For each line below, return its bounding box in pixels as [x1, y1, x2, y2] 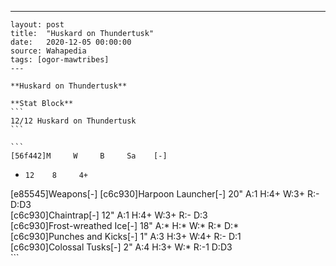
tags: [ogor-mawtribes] [10, 55, 110, 65]
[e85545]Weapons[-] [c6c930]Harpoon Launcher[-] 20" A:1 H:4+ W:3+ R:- [10, 188, 320, 200]
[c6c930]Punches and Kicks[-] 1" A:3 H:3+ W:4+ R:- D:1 [10, 231, 242, 242]
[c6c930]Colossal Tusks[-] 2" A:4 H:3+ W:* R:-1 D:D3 [10, 241, 233, 253]
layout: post [10, 20, 65, 30]
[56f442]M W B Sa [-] [10, 151, 168, 161]
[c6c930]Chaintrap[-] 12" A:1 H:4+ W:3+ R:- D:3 [10, 209, 208, 221]
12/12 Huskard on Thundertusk [10, 116, 137, 126]
